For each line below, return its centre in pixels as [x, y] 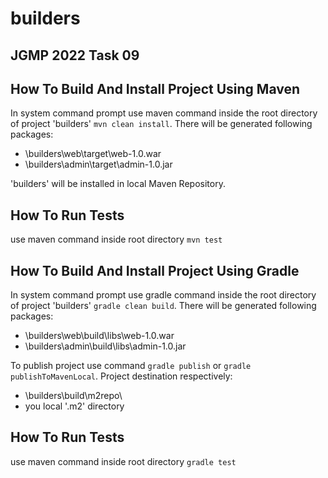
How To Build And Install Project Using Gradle [155, 270]
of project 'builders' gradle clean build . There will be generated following [163, 306]
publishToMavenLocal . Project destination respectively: [121, 376]
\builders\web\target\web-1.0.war [93, 154]
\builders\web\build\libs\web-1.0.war [99, 336]
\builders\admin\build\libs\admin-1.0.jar [105, 346]
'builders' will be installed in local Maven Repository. [118, 184]
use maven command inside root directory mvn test [116, 239]
